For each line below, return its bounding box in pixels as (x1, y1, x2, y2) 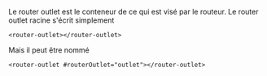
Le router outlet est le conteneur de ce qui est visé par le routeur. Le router (8, 7, 259, 16)
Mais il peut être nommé (8, 45, 90, 55)
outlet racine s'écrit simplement (8, 15, 115, 25)
